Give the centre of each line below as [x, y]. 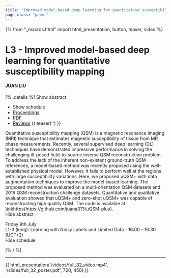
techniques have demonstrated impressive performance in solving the [79, 149]
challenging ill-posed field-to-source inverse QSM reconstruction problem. [84, 155]
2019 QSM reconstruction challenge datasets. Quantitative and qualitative [82, 192]
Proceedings [26, 112]
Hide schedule [20, 240]
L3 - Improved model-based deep [78, 50]
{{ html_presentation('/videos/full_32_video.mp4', [57, 265]
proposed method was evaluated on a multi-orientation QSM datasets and [83, 187]
